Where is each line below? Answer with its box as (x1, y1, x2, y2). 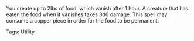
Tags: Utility (6, 28, 35, 35)
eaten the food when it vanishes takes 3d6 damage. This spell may (6, 11, 168, 18)
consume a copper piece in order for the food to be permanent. (6, 17, 159, 24)
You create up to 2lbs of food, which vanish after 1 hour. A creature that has (6, 5, 189, 12)
